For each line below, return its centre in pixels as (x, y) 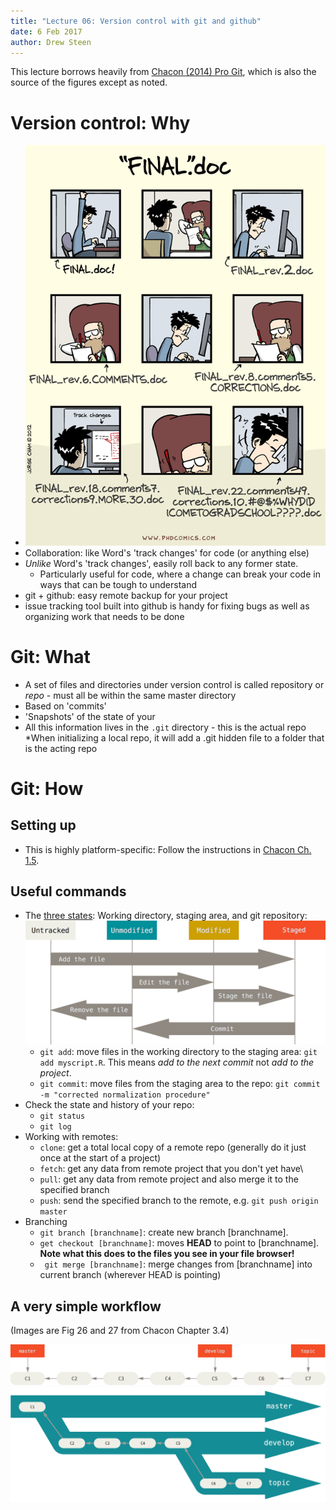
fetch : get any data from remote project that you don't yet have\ (171, 1169)
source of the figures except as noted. (89, 82)
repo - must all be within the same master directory (130, 695)
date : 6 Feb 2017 (46, 31)
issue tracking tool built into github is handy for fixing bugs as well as (167, 606)
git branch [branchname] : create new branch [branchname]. (164, 1232)
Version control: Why (100, 122)
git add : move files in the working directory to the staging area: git (178, 1052)
